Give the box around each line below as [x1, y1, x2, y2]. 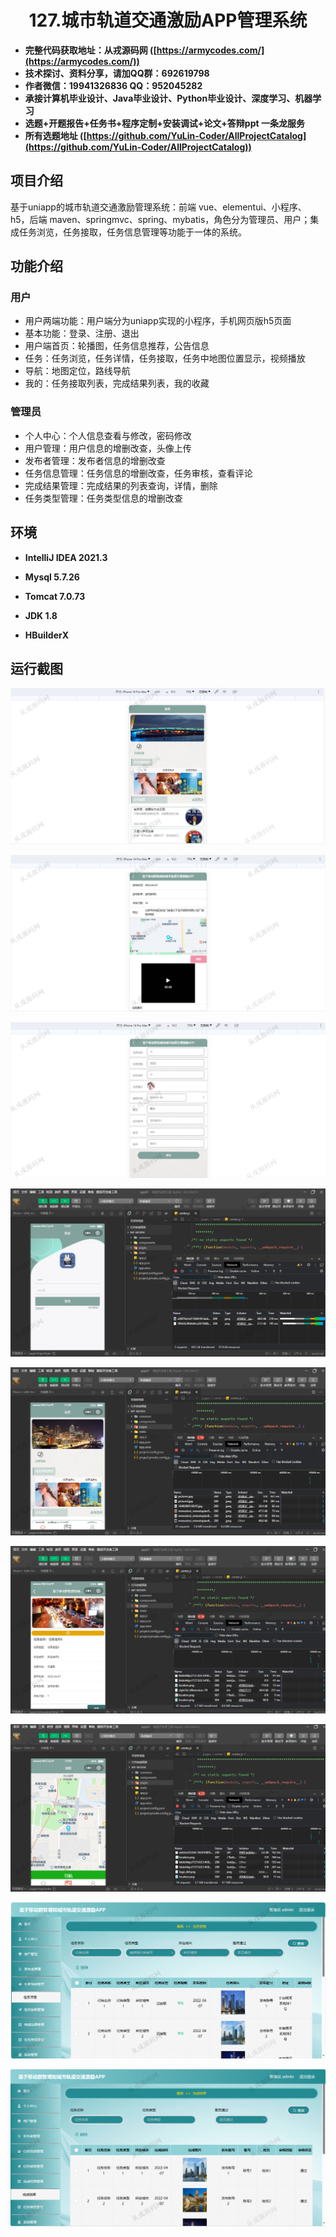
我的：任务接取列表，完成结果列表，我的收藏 [24, 377, 210, 390]
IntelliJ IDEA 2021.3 [24, 551, 108, 563]
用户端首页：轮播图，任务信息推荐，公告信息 [24, 340, 210, 352]
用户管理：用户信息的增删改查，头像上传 [24, 442, 192, 454]
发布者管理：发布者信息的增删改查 [24, 454, 166, 466]
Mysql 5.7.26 [24, 571, 80, 583]
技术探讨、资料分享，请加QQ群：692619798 [24, 67, 210, 79]
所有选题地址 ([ [24, 129, 87, 141]
